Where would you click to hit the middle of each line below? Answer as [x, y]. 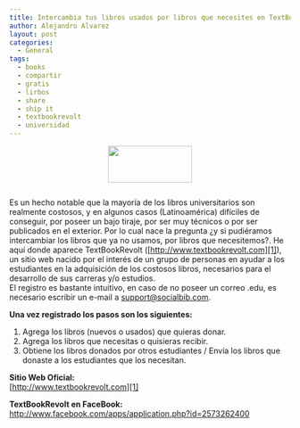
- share [32, 100]
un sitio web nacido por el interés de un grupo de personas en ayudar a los [147, 259]
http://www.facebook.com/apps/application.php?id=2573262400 [129, 414]
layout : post [33, 34]
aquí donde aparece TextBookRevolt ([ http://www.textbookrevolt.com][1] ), [146, 250]
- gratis [33, 84]
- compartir [40, 76]
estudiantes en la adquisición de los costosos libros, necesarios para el [140, 269]
